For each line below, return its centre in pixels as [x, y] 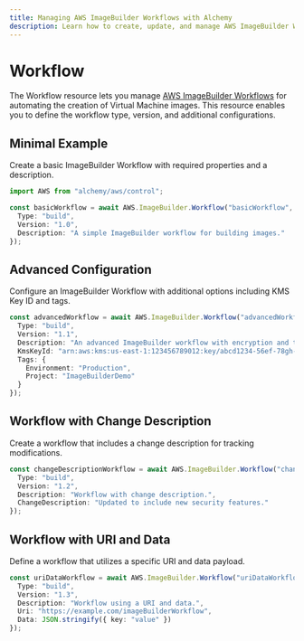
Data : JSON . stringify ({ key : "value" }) [95, 620]
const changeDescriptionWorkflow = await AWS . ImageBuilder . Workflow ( [143, 469]
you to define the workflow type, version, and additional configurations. [142, 115]
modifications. [36, 452]
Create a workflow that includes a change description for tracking [132, 443]
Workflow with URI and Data [90, 539]
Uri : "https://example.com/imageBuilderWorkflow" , [115, 611]
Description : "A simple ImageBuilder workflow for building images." [151, 233]
